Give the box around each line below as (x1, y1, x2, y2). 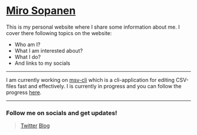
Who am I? (14, 41, 41, 48)
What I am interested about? (14, 47, 83, 54)
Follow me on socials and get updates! (6, 109, 117, 117)
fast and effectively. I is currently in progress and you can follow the (17, 82, 182, 89)
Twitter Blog (20, 122, 50, 129)
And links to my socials (14, 60, 70, 67)
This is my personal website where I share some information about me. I (6, 23, 180, 30)
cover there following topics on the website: (6, 29, 113, 36)
